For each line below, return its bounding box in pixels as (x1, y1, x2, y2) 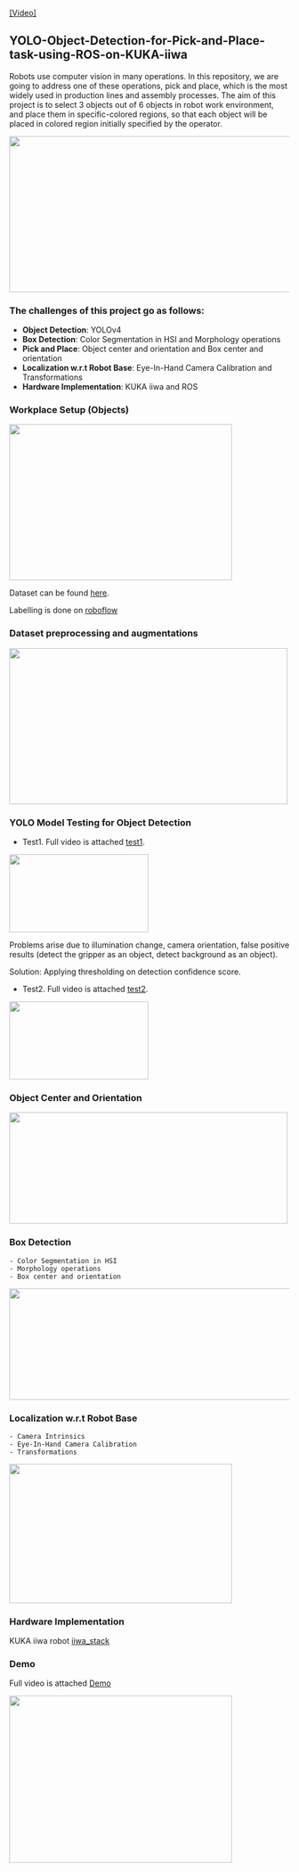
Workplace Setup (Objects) (9, 404, 129, 416)
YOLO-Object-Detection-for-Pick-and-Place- (9, 33, 265, 48)
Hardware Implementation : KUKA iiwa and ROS (21, 382, 198, 392)
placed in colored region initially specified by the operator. (9, 118, 222, 128)
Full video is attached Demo (9, 1678, 111, 1688)
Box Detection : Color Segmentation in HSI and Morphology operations (21, 334, 281, 345)
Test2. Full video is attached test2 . (21, 984, 149, 994)
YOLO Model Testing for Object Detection (9, 816, 191, 828)
